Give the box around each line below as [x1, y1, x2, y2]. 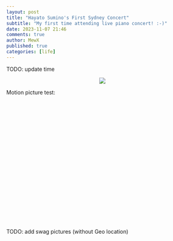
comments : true [6, 32, 45, 38]
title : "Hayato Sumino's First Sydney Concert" [6, 15, 130, 21]
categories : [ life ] [6, 49, 56, 55]
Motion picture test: [6, 88, 56, 96]
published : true [6, 43, 48, 49]
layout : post [6, 9, 40, 15]
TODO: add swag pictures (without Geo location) [6, 228, 129, 235]
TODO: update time [6, 65, 55, 73]
